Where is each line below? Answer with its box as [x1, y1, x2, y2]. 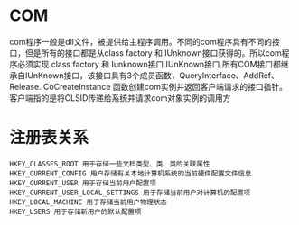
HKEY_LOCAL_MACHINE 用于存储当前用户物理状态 [9, 197, 167, 207]
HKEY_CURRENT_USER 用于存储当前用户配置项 [9, 178, 156, 187]
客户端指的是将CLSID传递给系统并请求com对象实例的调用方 [9, 92, 231, 103]
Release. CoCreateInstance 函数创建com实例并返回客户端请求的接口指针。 [9, 81, 287, 92]
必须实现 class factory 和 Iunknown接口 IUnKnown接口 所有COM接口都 [16, 58, 282, 69]
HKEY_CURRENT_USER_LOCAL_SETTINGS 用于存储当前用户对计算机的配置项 [9, 188, 251, 197]
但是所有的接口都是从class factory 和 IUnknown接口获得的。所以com [24, 47, 282, 58]
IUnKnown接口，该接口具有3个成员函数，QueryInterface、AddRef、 [24, 69, 280, 81]
